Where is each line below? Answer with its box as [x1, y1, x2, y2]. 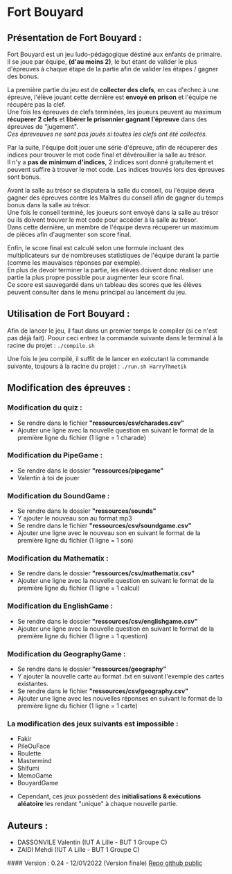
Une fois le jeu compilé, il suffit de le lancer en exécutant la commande [7, 354, 209, 362]
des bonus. [7, 72, 39, 80]
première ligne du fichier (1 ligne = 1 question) [17, 631, 148, 640]
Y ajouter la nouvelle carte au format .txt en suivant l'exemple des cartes [17, 672, 224, 680]
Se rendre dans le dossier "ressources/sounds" [17, 507, 157, 515]
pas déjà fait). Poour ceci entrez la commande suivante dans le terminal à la [7, 333, 224, 342]
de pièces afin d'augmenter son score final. [7, 230, 132, 238]
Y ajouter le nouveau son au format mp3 [17, 514, 133, 523]
